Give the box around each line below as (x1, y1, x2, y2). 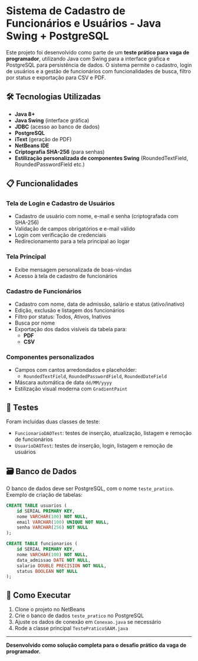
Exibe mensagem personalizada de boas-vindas (14, 266, 132, 273)
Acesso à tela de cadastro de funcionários (14, 272, 118, 279)
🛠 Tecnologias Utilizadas (6, 92, 101, 102)
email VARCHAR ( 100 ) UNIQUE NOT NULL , (16, 519, 110, 525)
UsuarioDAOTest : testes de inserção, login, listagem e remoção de (14, 442, 173, 449)
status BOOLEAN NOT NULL (16, 568, 78, 574)
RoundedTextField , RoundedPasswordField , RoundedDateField (23, 372, 167, 380)
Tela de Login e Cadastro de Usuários (6, 199, 115, 208)
